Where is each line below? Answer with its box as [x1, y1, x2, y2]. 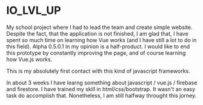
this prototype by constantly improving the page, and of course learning [6, 49, 186, 56]
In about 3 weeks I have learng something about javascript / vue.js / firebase [6, 79, 198, 86]
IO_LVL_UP [6, 4, 61, 17]
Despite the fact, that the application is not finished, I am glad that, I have [6, 30, 189, 37]
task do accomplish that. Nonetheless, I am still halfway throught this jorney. [6, 92, 197, 99]
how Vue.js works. [6, 56, 53, 63]
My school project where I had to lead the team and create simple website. [6, 24, 193, 31]
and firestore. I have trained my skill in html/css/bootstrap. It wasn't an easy [6, 85, 196, 92]
